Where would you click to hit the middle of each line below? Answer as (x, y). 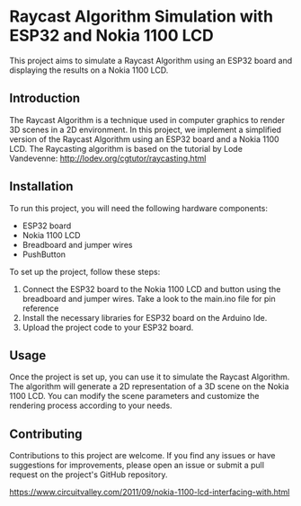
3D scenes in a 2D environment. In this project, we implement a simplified (145, 129)
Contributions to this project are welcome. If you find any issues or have (142, 456)
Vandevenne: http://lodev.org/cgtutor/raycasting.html (108, 158)
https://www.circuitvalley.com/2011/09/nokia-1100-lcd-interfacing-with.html (150, 493)
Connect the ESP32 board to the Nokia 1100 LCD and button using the (151, 289)
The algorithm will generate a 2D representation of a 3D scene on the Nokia (149, 386)
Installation (41, 186)
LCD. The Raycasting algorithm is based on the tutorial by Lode (126, 148)
